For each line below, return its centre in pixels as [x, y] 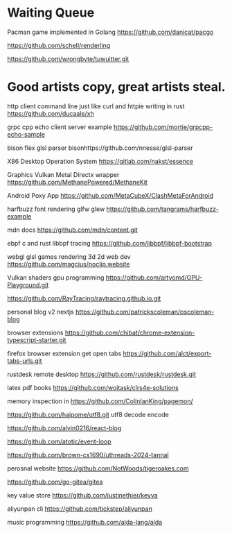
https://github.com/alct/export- [167, 353]
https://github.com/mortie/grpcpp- [163, 127]
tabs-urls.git [25, 361]
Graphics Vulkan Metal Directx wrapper [63, 174]
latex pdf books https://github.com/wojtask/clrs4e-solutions [93, 387]
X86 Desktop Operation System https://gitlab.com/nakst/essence [100, 161]
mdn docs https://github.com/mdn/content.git [73, 230]
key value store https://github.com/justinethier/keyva [82, 495]
